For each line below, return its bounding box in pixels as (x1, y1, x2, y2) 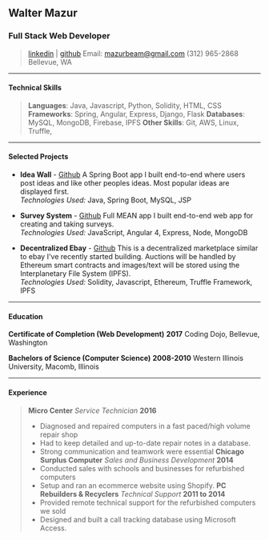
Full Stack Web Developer (8, 30, 110, 42)
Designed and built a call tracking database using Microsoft (39, 514, 236, 524)
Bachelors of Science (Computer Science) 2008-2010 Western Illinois (8, 354, 244, 363)
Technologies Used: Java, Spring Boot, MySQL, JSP (19, 195, 192, 205)
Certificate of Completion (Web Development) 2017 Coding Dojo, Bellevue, (8, 330, 260, 339)
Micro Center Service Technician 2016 (27, 406, 157, 415)
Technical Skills (8, 83, 62, 93)
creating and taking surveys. (19, 219, 114, 229)
